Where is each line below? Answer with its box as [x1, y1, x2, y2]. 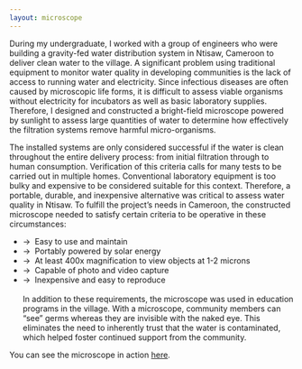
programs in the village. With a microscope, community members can [22, 303, 281, 314]
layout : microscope [9, 13, 83, 23]
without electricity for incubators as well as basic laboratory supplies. [9, 96, 268, 106]
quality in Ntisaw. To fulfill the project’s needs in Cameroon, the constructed [9, 199, 291, 210]
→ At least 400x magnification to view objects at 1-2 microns [22, 254, 251, 266]
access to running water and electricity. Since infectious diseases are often [9, 76, 288, 87]
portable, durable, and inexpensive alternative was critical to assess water [9, 189, 285, 200]
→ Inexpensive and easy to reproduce [22, 274, 167, 285]
